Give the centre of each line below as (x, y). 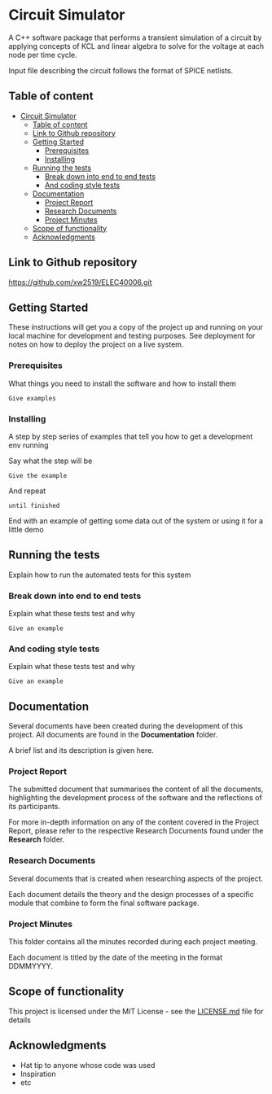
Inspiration (38, 1074)
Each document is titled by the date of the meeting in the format (116, 957)
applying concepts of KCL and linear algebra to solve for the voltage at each (136, 46)
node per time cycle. (43, 55)
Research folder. (37, 839)
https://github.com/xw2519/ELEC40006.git (80, 282)
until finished (34, 505)
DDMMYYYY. (31, 966)
